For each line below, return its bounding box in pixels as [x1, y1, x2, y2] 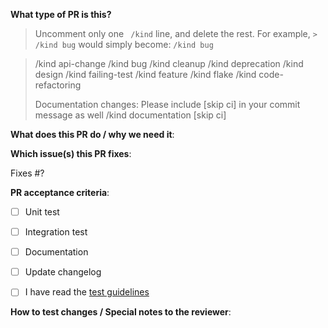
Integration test [24, 226, 88, 238]
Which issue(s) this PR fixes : [10, 148, 132, 159]
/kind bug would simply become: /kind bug [34, 39, 214, 50]
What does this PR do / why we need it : [10, 129, 175, 140]
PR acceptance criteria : [10, 187, 110, 198]
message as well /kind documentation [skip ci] [34, 109, 227, 121]
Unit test [24, 206, 60, 218]
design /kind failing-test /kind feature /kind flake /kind [34, 69, 257, 80]
